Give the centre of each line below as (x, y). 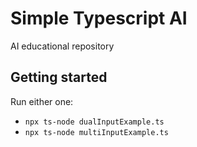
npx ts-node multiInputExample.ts (96, 132)
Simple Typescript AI (99, 18)
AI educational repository (62, 46)
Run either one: (42, 101)
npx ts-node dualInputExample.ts (94, 122)
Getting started (59, 77)
